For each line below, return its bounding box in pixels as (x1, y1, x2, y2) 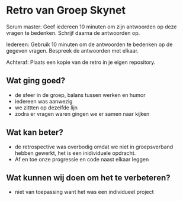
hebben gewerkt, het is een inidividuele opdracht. (14, 149, 136, 157)
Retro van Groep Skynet (6, 4, 126, 17)
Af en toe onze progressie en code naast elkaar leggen (14, 155, 149, 163)
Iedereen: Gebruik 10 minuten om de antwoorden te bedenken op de (6, 41, 173, 48)
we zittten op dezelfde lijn (14, 104, 78, 111)
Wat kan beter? (6, 128, 63, 138)
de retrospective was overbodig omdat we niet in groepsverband (14, 143, 174, 150)
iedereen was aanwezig (14, 98, 73, 105)
